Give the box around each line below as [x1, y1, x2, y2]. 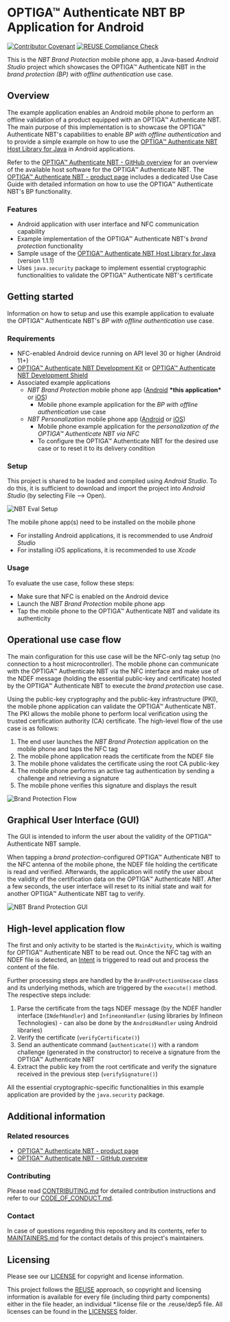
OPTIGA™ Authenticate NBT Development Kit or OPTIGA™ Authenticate [16, 364, 216, 372]
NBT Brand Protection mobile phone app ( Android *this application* [27, 386, 222, 394]
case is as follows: [7, 724, 60, 732]
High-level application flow [7, 923, 126, 934]
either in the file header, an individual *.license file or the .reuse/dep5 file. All [7, 1300, 223, 1308]
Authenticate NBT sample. [7, 840, 81, 848]
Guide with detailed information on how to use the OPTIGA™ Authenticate [7, 180, 214, 188]
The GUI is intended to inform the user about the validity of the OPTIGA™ [7, 833, 211, 841]
